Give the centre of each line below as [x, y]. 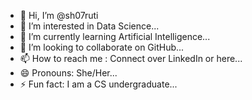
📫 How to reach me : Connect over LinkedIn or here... [131, 58]
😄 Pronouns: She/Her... [68, 73]
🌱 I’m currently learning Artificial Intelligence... [115, 36]
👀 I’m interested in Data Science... [89, 26]
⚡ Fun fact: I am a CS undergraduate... [98, 84]
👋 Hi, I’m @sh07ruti [59, 15]
